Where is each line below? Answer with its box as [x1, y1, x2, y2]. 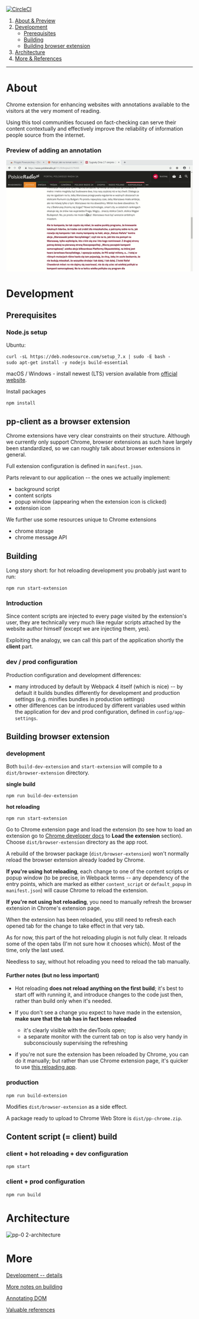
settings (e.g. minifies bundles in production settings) [14, 695, 145, 703]
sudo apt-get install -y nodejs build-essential [6, 360, 129, 366]
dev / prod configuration [6, 658, 78, 666]
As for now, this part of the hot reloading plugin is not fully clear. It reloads [6, 934, 187, 941]
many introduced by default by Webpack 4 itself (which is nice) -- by [14, 683, 183, 690]
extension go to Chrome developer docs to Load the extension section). [6, 832, 183, 840]
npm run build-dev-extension [6, 793, 78, 799]
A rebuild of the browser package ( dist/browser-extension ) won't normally [6, 850, 190, 858]
